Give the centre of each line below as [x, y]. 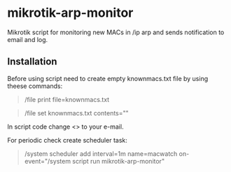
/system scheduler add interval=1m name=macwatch [101, 153]
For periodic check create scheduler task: [67, 140]
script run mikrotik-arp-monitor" [119, 161]
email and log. [28, 39]
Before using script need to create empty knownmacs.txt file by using [108, 78]
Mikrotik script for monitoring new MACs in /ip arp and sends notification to [116, 32]
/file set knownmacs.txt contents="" [77, 113]
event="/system [48, 161]
